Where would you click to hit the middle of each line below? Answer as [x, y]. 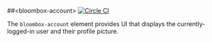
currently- [191, 24]
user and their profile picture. [77, 31]
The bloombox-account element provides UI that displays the [92, 24]
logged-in [21, 31]
